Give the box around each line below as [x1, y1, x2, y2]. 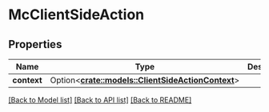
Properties [8, 38, 62, 51]
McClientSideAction [8, 6, 145, 24]
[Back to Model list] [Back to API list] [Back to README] [8, 95, 192, 105]
